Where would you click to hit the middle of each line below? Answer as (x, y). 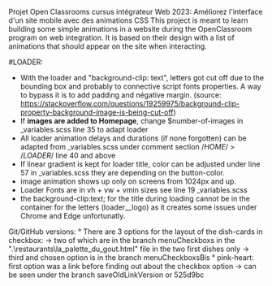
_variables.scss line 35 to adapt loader (84, 130)
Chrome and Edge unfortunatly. (73, 216)
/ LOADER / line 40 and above (68, 155)
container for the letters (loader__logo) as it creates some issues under (138, 207)
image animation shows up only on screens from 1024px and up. (128, 181)
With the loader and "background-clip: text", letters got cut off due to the (142, 78)
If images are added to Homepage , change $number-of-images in (132, 121)
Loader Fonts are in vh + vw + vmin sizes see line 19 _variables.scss (134, 190)
